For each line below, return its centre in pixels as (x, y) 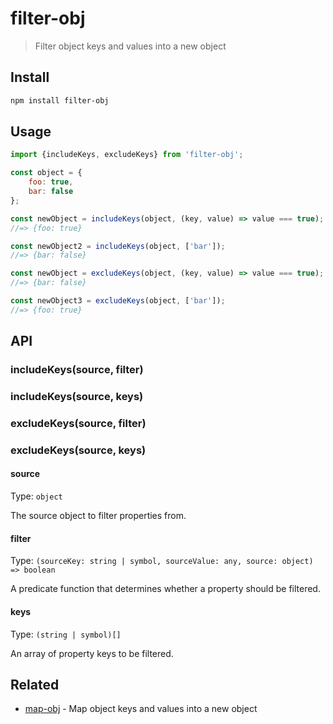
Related (35, 684)
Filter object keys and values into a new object (130, 46)
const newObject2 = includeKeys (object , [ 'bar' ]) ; (118, 246)
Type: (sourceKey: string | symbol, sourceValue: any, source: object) (162, 561)
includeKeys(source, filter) (77, 370)
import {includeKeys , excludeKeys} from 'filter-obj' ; (127, 155)
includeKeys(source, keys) (77, 397)
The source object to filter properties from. (98, 516)
